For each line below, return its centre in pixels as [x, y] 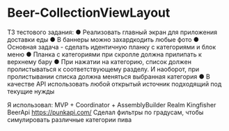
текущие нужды [31, 91]
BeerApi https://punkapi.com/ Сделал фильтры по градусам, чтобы [105, 112]
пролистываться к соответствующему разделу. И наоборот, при [103, 69]
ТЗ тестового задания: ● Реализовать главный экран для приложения [112, 32]
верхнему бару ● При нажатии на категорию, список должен [99, 61]
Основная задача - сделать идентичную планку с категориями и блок [112, 47]
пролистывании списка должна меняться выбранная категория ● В [109, 76]
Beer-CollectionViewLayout [89, 13]
